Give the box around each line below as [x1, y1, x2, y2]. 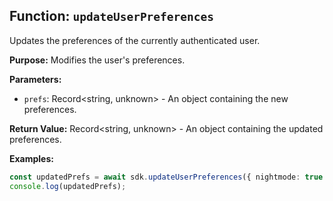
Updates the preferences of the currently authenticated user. [9, 34, 261, 46]
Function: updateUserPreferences [9, 8, 215, 25]
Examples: [9, 152, 54, 164]
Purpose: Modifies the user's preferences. [9, 54, 186, 66]
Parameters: [9, 73, 62, 85]
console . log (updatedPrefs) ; [9, 181, 127, 191]
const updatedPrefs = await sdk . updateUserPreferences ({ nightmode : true [9, 172, 324, 182]
